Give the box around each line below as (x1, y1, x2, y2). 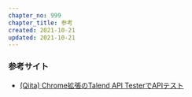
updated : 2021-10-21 (8, 33, 76, 42)
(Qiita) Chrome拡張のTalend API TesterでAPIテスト (19, 80, 184, 90)
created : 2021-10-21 (8, 26, 76, 34)
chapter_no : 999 (8, 11, 61, 20)
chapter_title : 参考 (8, 19, 73, 27)
